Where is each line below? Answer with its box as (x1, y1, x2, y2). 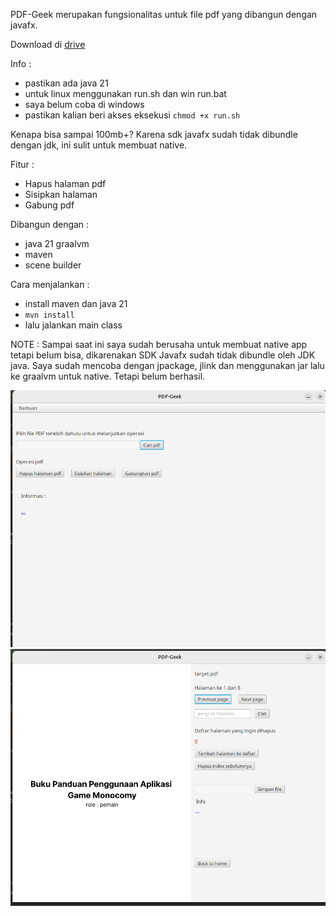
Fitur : (10, 159, 35, 170)
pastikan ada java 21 (24, 77, 109, 89)
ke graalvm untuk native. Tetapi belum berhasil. (10, 370, 206, 382)
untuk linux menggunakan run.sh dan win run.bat (24, 88, 227, 99)
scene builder (24, 259, 82, 271)
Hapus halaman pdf (24, 178, 107, 189)
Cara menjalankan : (10, 279, 90, 290)
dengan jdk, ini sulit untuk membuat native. (10, 139, 188, 151)
